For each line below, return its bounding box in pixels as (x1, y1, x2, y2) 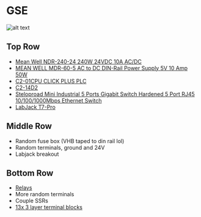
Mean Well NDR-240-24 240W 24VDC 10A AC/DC (15, 57, 142, 65)
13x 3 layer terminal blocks (15, 204, 82, 211)
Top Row (6, 42, 40, 52)
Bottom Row (6, 167, 54, 178)
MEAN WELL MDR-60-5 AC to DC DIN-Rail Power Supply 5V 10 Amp (15, 64, 188, 72)
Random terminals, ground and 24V (15, 144, 105, 151)
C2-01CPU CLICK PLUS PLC (15, 77, 87, 84)
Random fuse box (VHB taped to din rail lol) (15, 137, 125, 144)
